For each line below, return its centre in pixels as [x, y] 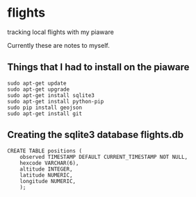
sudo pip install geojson [44, 108]
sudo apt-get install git [44, 113]
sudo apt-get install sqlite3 [51, 95]
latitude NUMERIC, [46, 175]
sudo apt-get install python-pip [56, 101]
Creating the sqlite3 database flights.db [96, 135]
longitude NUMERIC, [48, 181]
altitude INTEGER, [46, 169]
